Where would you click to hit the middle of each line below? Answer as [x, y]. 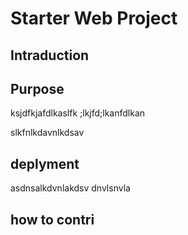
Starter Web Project [94, 18]
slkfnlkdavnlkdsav [47, 133]
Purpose [37, 88]
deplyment [45, 163]
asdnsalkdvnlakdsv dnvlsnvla [70, 188]
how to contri [52, 219]
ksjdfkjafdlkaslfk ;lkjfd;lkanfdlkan [78, 113]
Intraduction [50, 55]
